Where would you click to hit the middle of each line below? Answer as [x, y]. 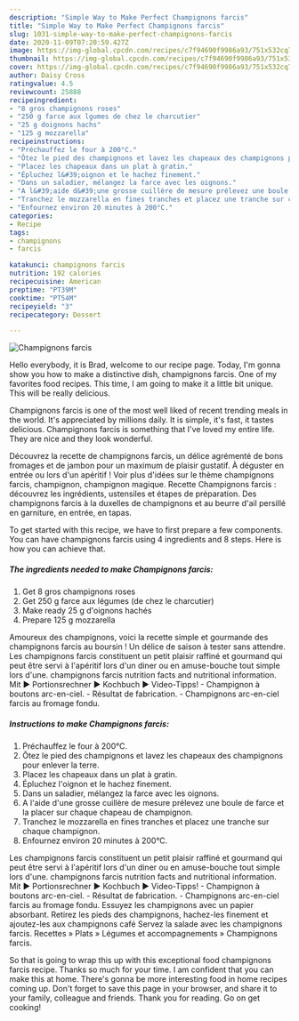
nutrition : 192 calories [55, 273]
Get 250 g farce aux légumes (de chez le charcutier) [118, 601]
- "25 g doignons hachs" [55, 125]
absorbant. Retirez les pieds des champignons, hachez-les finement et [139, 915]
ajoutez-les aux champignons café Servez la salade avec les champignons [146, 924]
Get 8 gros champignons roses [79, 591]
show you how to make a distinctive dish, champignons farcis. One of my [143, 374]
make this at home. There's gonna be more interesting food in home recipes [148, 979]
